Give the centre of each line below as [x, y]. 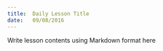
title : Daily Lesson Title [48, 14]
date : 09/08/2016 [36, 20]
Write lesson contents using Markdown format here [81, 40]
